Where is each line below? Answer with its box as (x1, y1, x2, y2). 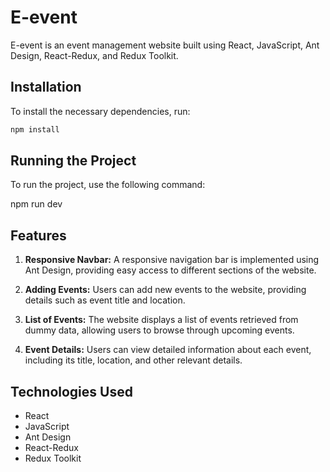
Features (10, 227, 67, 244)
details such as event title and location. (24, 294, 186, 306)
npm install (10, 124, 60, 135)
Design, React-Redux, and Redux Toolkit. (10, 49, 179, 61)
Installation (10, 79, 82, 96)
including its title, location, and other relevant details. (24, 354, 243, 366)
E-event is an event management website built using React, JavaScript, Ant (10, 39, 320, 51)
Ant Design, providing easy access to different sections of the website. (24, 264, 317, 276)
